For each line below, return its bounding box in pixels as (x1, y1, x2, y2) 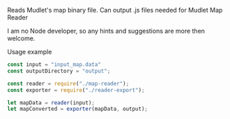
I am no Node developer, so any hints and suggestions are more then (7, 27, 206, 35)
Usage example (7, 48, 52, 56)
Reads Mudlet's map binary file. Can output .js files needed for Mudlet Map (7, 6, 223, 14)
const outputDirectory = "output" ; (7, 68, 111, 74)
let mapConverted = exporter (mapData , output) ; (7, 106, 148, 113)
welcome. (7, 34, 36, 42)
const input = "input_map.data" (7, 61, 101, 68)
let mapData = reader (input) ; (7, 99, 95, 106)
